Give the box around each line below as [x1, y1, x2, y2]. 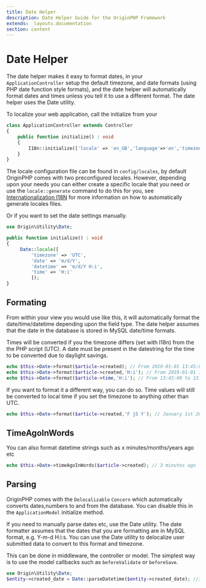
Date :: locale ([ [20, 246, 59, 252]
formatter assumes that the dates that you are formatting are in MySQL [6, 527, 185, 534]
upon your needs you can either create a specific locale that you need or [6, 181, 190, 188]
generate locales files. [6, 200, 63, 208]
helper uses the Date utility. [6, 99, 75, 106]
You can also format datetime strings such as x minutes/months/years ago [6, 444, 194, 451]
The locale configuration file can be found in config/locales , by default [6, 168, 187, 175]
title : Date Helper [6, 9, 56, 15]
